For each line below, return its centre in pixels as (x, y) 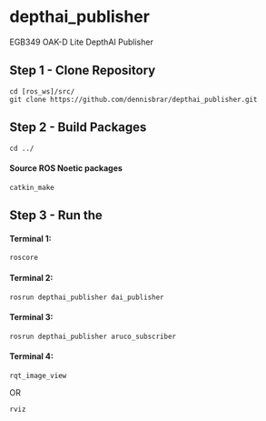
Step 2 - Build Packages (78, 128)
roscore (24, 258)
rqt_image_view (38, 376)
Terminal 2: (31, 277)
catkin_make (32, 187)
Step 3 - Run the (56, 216)
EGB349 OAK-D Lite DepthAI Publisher (82, 42)
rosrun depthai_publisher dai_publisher (87, 297)
